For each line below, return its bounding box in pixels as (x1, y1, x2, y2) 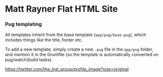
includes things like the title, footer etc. (5, 37, 83, 43)
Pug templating (5, 21, 42, 28)
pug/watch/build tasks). (5, 57, 53, 63)
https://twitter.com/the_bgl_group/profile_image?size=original (5, 66, 129, 72)
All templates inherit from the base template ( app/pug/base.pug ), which (5, 32, 146, 38)
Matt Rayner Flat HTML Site (5, 3, 118, 15)
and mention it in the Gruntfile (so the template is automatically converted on (5, 52, 159, 58)
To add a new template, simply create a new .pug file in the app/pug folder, (5, 46, 153, 52)
